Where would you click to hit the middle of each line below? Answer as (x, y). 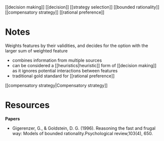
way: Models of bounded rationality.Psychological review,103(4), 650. (82, 133)
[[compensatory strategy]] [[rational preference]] (55, 12)
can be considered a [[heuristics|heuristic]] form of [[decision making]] (84, 65)
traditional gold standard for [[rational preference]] (63, 76)
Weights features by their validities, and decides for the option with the (77, 46)
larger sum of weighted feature (36, 50)
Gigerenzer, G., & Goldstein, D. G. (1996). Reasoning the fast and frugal (84, 128)
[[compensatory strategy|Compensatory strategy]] (56, 85)
